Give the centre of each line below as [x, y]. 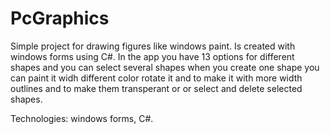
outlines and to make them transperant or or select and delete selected [156, 88]
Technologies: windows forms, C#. [82, 118]
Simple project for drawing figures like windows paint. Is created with [153, 46]
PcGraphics [60, 18]
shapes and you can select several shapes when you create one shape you [165, 67]
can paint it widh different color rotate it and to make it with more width [156, 78]
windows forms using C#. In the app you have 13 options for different [152, 56]
